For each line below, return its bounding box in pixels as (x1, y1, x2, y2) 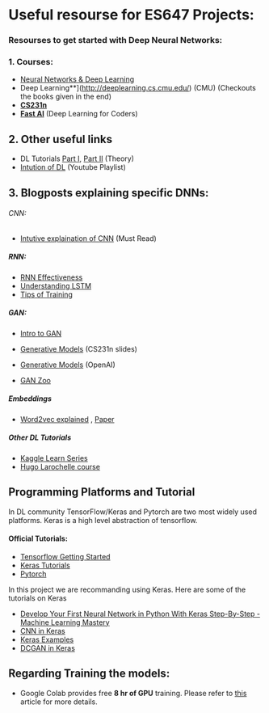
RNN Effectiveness (19, 272, 83, 282)
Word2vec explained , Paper (19, 414, 115, 424)
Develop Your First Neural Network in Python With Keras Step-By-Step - (19, 609, 261, 618)
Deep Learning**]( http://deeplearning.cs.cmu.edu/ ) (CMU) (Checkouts (19, 83, 256, 93)
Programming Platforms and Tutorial (8, 485, 195, 499)
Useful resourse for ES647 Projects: (8, 6, 254, 24)
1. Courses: (8, 57, 54, 68)
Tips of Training (19, 289, 73, 299)
